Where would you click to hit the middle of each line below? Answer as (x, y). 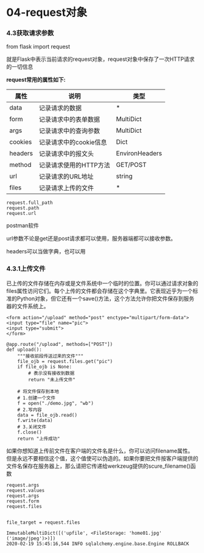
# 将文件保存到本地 (38, 391)
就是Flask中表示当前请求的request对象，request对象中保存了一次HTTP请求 (100, 59)
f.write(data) (35, 420)
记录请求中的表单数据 (69, 119)
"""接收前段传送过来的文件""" (51, 356)
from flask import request (38, 47)
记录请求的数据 (60, 108)
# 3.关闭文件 (32, 427)
